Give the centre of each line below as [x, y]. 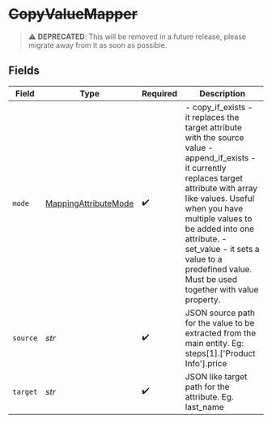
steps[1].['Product [220, 353]
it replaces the [212, 117]
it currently [206, 168]
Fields [24, 71]
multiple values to [219, 218]
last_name [204, 407]
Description [222, 93]
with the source [215, 137]
